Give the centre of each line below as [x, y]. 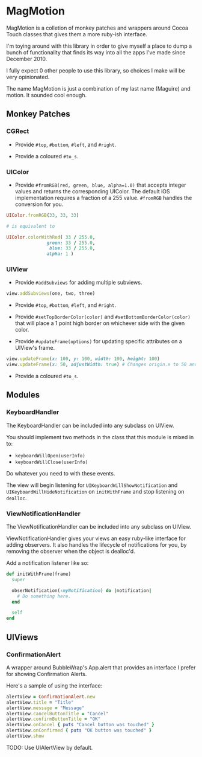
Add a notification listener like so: [47, 563]
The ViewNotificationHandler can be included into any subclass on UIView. [99, 527]
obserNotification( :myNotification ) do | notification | [82, 590]
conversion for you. [39, 204]
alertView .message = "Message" [45, 708]
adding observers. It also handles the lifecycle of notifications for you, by [96, 545]
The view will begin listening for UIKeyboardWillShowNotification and [92, 485]
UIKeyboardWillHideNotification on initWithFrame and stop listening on [95, 491]
